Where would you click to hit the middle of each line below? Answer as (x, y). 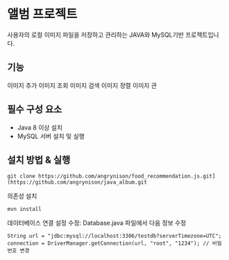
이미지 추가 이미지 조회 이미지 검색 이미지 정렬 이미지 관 (82, 85)
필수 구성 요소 (35, 109)
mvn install (24, 209)
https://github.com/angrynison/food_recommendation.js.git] (127, 176)
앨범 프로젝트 (42, 14)
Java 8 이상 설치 (40, 127)
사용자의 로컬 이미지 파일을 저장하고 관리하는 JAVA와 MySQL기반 (95, 35)
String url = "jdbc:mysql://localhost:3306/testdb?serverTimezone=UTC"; (114, 236)
